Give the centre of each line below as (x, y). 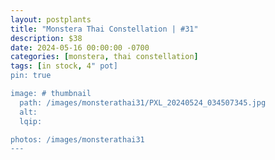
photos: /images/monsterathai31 (77, 139)
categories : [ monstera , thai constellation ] (104, 57)
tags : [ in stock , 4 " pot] (64, 66)
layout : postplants (51, 19)
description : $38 (46, 38)
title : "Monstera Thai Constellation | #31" (104, 29)
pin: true (31, 76)
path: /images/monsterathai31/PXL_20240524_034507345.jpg (143, 102)
